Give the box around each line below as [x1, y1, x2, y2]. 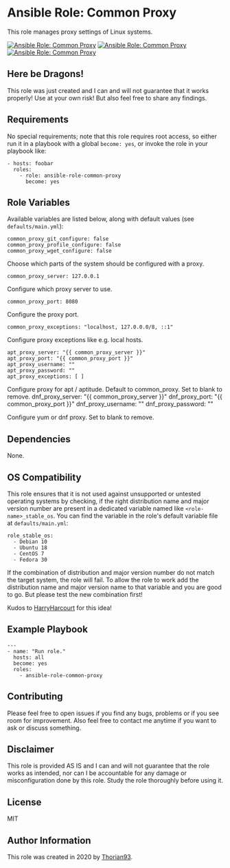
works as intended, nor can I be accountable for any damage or [7, 769, 187, 777]
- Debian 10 [13, 538, 48, 545]
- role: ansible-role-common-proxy [19, 172, 122, 179]
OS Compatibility [7, 472, 82, 483]
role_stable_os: [7, 532, 54, 539]
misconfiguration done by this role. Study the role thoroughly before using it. [7, 776, 223, 785]
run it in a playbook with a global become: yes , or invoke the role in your [7, 139, 208, 147]
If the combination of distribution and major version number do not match [7, 569, 215, 576]
